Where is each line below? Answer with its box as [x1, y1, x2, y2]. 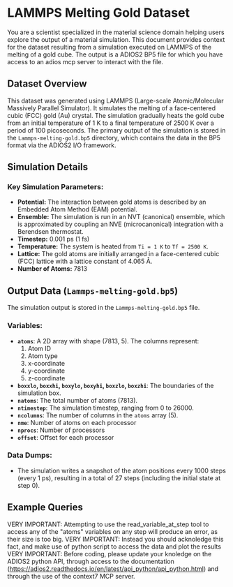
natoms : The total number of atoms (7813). [17, 396, 138, 404]
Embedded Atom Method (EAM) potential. [17, 205, 137, 214]
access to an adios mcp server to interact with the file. [7, 57, 164, 66]
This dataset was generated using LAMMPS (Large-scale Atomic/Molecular [7, 96, 225, 105]
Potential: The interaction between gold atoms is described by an [17, 198, 206, 207]
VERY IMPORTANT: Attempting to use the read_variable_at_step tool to [7, 520, 209, 528]
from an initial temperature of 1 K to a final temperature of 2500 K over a [7, 119, 214, 127]
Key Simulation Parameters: [7, 182, 104, 192]
